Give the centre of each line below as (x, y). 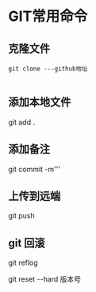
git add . (22, 122)
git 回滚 (27, 243)
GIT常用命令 (48, 16)
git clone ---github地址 (48, 69)
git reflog (23, 263)
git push (22, 216)
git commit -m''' (35, 169)
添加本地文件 (40, 102)
